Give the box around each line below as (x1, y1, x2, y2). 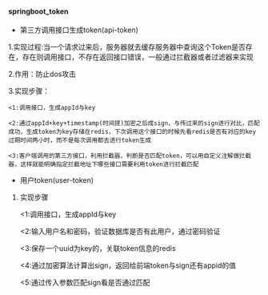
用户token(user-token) (19, 176, 94, 185)
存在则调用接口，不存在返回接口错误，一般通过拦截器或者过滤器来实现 (22, 52, 254, 62)
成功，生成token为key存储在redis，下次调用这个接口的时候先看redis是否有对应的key (8, 128, 257, 136)
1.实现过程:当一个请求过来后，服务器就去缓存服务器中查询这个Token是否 (8, 42, 246, 52)
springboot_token (8, 6, 70, 16)
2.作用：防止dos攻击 (8, 69, 76, 79)
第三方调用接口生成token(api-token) (19, 25, 138, 35)
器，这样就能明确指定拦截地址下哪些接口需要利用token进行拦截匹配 (8, 160, 199, 168)
